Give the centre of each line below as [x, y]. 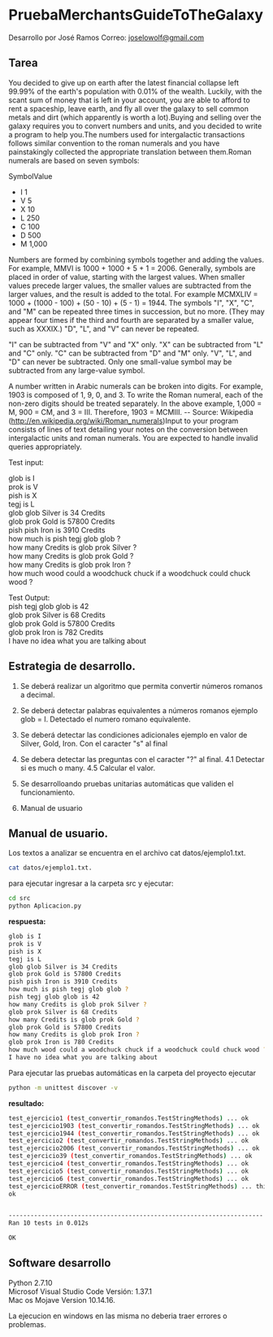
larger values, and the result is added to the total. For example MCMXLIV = [133, 294]
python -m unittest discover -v [63, 1087]
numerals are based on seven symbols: [74, 160]
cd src [19, 899]
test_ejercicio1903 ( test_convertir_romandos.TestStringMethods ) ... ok [134, 1126]
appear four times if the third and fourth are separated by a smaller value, [131, 320]
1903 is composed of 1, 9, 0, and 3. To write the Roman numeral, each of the [136, 394]
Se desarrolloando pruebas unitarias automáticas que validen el [127, 783]
